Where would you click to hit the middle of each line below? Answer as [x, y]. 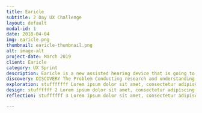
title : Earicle [25, 12]
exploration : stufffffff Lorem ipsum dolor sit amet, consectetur [91, 85]
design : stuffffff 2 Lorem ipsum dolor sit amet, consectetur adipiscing [101, 90]
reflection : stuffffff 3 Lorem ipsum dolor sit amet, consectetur [91, 96]
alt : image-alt [25, 51]
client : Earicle [26, 62]
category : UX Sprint [32, 68]
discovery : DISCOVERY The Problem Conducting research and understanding [101, 79]
